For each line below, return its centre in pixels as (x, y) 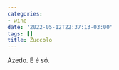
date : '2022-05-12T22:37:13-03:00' (60, 27)
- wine (17, 21)
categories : (25, 14)
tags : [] (20, 34)
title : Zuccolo (30, 40)
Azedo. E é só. (29, 60)
